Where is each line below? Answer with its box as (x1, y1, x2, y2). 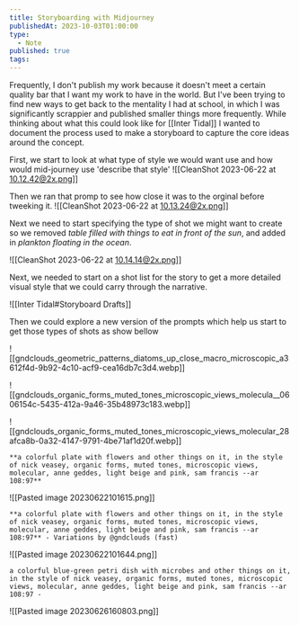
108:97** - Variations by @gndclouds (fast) (9, 533, 179, 542)
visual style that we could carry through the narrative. (9, 281, 208, 292)
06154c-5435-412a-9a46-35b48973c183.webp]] (9, 399, 191, 409)
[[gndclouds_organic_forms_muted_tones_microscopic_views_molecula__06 (9, 389, 290, 400)
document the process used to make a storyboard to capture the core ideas (9, 128, 290, 138)
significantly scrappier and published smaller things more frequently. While (9, 109, 287, 119)
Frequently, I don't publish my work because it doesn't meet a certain (9, 80, 267, 90)
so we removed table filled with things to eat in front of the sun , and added (9, 228, 286, 238)
